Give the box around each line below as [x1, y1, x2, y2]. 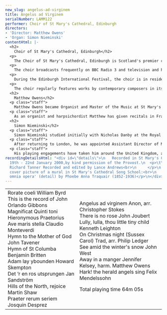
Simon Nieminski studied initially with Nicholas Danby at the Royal [14, 133, 162, 138]
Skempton [7, 264, 31, 271]
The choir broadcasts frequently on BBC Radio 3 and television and [14, 68, 159, 73]
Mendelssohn [79, 275, 111, 282]
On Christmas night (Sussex [79, 231, 145, 238]
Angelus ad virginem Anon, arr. [79, 200, 152, 207]
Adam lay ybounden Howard [7, 258, 75, 265]
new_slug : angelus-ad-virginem [5, 7, 70, 12]
